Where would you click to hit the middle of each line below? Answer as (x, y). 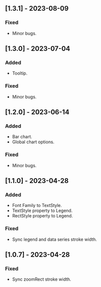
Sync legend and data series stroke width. (54, 239)
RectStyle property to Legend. (42, 216)
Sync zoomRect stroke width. (42, 279)
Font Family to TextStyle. (37, 206)
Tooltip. (20, 73)
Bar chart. (22, 137)
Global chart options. (33, 142)
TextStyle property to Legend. (42, 210)
